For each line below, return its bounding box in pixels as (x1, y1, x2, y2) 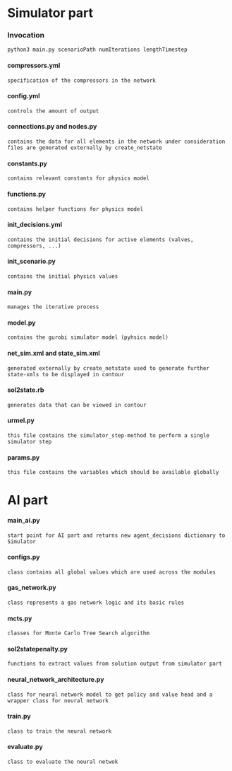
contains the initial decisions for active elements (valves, (7, 236, 194, 243)
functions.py (7, 190, 46, 198)
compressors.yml (7, 62, 61, 70)
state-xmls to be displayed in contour (7, 371, 125, 378)
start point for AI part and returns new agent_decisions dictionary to (7, 532, 226, 539)
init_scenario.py (7, 257, 56, 266)
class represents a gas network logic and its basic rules (7, 599, 185, 606)
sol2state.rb (7, 385, 44, 394)
